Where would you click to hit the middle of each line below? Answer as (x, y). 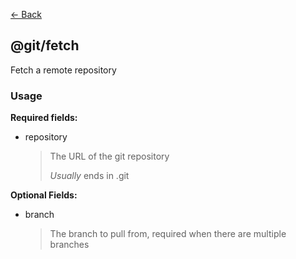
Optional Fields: (44, 195)
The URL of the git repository (109, 156)
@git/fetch (45, 45)
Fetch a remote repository (63, 70)
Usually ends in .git (89, 176)
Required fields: (44, 118)
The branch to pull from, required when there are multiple (168, 234)
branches (69, 245)
